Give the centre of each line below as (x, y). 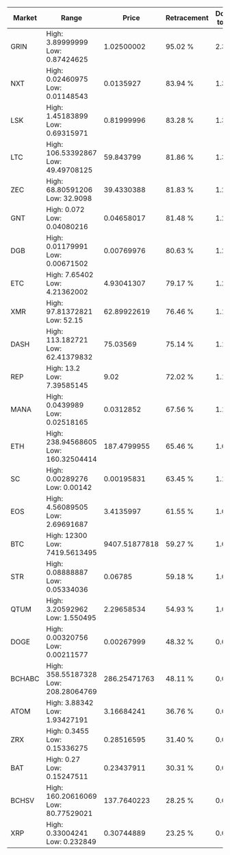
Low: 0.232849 (72, 842)
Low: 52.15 (65, 320)
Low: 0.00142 (69, 488)
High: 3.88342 (70, 703)
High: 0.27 (63, 759)
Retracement (187, 18)
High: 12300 (67, 536)
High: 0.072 (65, 210)
